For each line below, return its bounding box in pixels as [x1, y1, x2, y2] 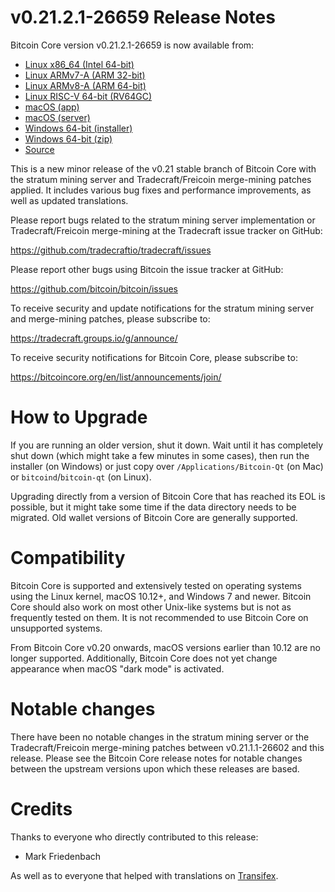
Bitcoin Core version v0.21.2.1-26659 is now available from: [10, 39, 255, 51]
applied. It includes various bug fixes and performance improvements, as [10, 184, 312, 196]
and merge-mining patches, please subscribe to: [10, 312, 211, 325]
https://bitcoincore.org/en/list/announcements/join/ [10, 371, 222, 383]
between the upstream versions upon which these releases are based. [10, 762, 300, 775]
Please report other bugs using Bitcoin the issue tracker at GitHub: [10, 263, 284, 275]
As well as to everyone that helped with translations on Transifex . [10, 869, 279, 881]
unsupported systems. [10, 622, 103, 634]
